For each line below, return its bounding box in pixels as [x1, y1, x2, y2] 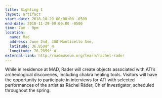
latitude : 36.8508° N [9, 44, 54, 49]
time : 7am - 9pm [5, 26, 39, 31]
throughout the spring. [5, 87, 51, 94]
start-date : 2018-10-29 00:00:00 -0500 [5, 16, 87, 21]
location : [5, 30, 26, 35]
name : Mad [9, 35, 30, 40]
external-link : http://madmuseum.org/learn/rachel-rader [5, 53, 125, 58]
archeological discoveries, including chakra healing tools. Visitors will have [5, 72, 157, 78]
